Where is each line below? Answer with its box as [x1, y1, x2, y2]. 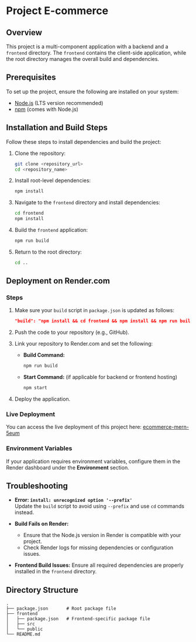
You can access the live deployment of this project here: [6, 424, 142, 431]
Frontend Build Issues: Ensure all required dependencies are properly [14, 562, 184, 569]
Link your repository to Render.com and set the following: [14, 340, 153, 347]
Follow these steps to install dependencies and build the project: [6, 138, 161, 145]
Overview [6, 28, 43, 38]
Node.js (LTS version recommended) [14, 99, 104, 106]
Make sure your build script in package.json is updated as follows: [14, 307, 174, 314]
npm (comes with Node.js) [14, 106, 79, 113]
